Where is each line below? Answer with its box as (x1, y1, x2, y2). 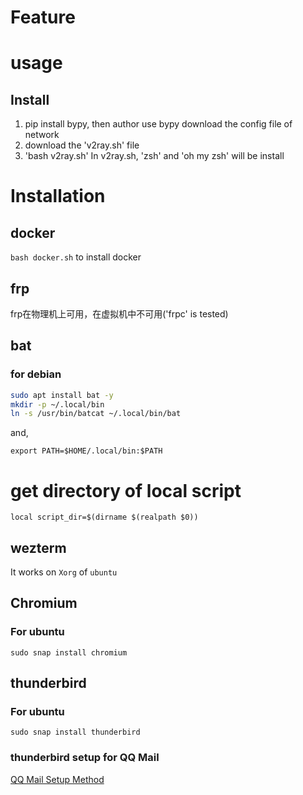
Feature (10, 6, 76, 29)
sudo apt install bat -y (10, 390, 114, 400)
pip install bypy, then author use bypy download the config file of (24, 118, 293, 130)
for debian (10, 367, 62, 381)
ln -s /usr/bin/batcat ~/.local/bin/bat (10, 409, 182, 419)
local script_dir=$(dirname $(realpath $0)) (10, 512, 199, 523)
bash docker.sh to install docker (10, 251, 142, 263)
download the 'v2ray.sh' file (24, 139, 140, 151)
